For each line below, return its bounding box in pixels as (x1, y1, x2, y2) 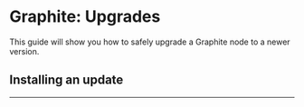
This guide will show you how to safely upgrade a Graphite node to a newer (9, 36, 291, 47)
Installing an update (9, 73, 124, 88)
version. (9, 45, 40, 56)
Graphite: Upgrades (9, 6, 161, 27)
